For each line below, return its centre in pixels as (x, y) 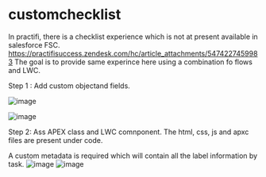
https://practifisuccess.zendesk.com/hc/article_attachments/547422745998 (133, 53)
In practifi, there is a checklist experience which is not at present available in (133, 37)
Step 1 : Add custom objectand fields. (69, 86)
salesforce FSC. (35, 44)
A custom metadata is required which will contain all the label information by (133, 156)
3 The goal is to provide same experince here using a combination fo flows (130, 62)
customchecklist (65, 15)
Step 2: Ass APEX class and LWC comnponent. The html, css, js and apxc (129, 132)
